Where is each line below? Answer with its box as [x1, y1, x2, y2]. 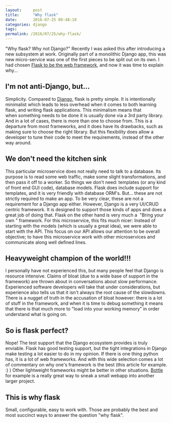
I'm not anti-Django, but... [5, 82, 90, 91]
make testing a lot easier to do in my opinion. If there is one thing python [5, 351, 159, 357]
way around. [5, 139, 32, 145]
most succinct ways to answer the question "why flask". [5, 412, 124, 418]
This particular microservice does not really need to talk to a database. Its [5, 168, 161, 174]
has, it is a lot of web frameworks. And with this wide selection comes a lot [5, 356, 163, 362]
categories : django [5, 22, 47, 27]
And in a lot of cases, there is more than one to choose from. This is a [5, 118, 152, 124]
